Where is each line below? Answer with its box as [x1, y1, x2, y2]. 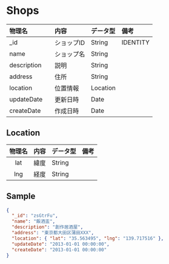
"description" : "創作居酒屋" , [12, 224, 84, 231]
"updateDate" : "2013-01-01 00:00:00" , [12, 241, 110, 247]
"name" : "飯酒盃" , [12, 218, 56, 225]
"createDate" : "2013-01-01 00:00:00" [12, 246, 107, 252]
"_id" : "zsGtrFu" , [12, 213, 59, 219]
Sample [6, 191, 36, 201]
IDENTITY [121, 38, 150, 46]
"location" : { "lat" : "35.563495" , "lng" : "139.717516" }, [12, 235, 164, 242]
